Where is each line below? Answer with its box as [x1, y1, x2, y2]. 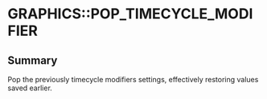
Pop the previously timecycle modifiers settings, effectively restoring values [7, 75, 259, 84]
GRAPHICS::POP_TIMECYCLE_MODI [7, 5, 253, 23]
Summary [7, 53, 58, 67]
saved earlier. [7, 83, 53, 93]
